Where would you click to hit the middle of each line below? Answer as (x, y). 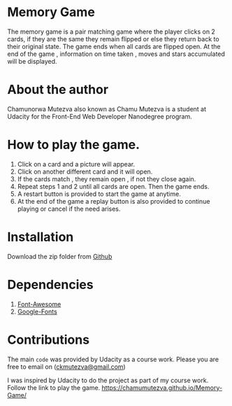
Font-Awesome (39, 304)
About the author (58, 90)
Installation (41, 237)
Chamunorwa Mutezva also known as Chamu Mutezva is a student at (107, 108)
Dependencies (50, 285)
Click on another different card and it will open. (85, 171)
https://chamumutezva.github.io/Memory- (162, 387)
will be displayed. (32, 61)
